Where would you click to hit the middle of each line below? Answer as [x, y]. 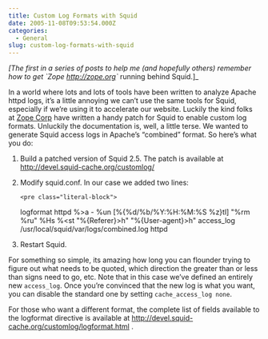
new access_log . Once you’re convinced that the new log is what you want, [132, 285]
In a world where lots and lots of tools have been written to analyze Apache [132, 92]
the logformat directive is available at [69, 318]
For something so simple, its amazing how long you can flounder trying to [129, 260]
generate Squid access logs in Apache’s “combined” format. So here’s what [133, 135]
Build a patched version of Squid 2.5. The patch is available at [122, 159]
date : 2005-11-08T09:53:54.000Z [62, 23]
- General [32, 38]
